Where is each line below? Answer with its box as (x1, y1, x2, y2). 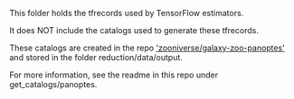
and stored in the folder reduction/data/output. (9, 52, 184, 62)
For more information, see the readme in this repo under (9, 69, 219, 80)
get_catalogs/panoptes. (9, 79, 98, 89)
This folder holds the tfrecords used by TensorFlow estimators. (9, 8, 244, 18)
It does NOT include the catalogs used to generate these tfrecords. (9, 25, 260, 35)
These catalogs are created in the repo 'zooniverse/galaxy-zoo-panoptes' (9, 42, 285, 53)
